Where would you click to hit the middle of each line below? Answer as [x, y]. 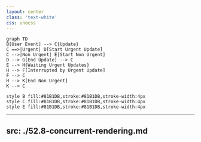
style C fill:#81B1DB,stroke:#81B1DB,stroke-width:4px [76, 102]
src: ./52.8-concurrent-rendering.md [77, 131]
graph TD [17, 39]
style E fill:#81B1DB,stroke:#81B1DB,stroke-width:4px [76, 107]
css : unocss [21, 23]
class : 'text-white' [32, 17]
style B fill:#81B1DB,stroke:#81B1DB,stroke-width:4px [76, 97]
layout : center [25, 12]
